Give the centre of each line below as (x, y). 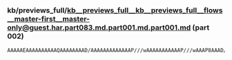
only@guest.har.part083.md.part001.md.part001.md (99, 28)
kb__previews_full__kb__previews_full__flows (145, 10)
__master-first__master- (48, 19)
